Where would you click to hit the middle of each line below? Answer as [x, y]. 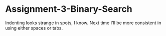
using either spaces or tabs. [34, 28]
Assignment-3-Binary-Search [69, 9]
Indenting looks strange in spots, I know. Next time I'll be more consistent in [83, 23]
